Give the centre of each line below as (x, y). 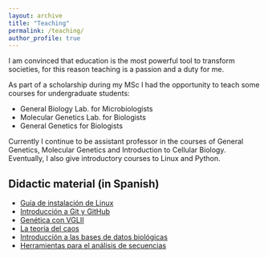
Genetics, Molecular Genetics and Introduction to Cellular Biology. (117, 150)
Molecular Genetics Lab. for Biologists (83, 118)
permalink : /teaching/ (46, 30)
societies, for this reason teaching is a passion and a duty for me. (116, 70)
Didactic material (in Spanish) (84, 184)
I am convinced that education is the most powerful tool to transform (122, 61)
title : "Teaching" (39, 23)
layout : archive (35, 16)
